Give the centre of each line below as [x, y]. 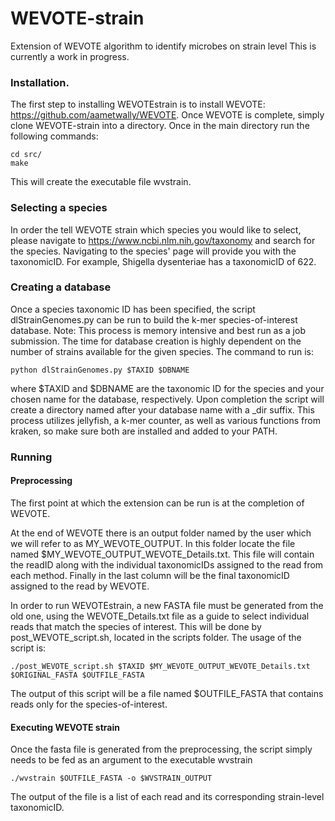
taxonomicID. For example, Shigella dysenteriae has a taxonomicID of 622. [163, 261]
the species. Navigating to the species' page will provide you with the [153, 251]
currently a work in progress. [70, 56]
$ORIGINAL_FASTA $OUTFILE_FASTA [77, 675]
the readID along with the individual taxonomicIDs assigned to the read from [167, 564]
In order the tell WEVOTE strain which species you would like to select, [156, 229]
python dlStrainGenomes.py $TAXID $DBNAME [100, 370]
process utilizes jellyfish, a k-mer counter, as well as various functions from [165, 420]
